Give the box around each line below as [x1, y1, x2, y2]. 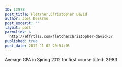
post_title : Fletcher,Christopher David [5, 12, 88, 17]
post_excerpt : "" [5, 20, 40, 26]
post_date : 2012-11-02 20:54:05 [5, 43, 70, 48]
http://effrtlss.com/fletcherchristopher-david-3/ [9, 34, 113, 39]
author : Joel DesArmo [5, 16, 49, 21]
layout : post [5, 25, 31, 30]
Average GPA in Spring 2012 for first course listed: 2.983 [5, 56, 117, 62]
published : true [5, 39, 38, 44]
